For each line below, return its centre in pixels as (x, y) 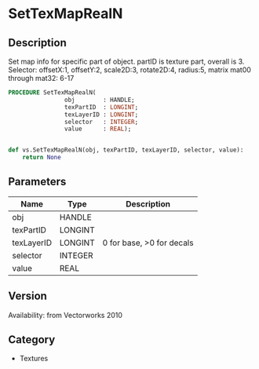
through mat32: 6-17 (41, 78)
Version (27, 296)
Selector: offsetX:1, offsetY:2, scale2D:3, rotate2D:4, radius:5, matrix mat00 (129, 70)
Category (32, 340)
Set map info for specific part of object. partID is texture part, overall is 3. (126, 61)
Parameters (37, 182)
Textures (34, 359)
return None (42, 158)
